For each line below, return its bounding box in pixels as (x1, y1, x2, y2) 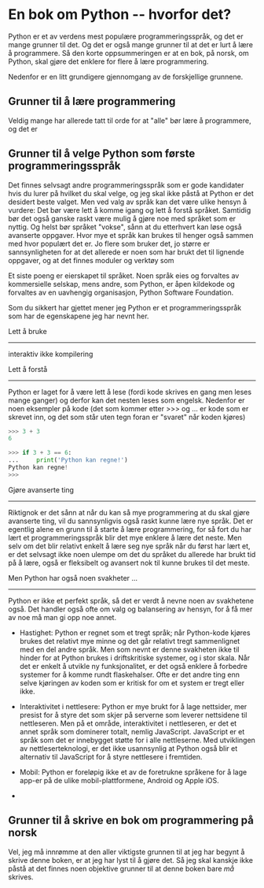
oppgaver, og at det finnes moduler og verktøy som (8, 255, 174, 265)
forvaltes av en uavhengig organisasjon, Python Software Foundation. (8, 288, 234, 297)
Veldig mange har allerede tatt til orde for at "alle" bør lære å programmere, (8, 116, 251, 125)
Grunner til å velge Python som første (8, 147, 196, 161)
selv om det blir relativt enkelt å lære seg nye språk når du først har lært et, (8, 541, 251, 551)
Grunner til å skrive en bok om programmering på (8, 814, 254, 827)
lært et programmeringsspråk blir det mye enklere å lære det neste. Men (8, 533, 242, 542)
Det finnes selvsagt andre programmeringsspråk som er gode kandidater (8, 180, 244, 190)
